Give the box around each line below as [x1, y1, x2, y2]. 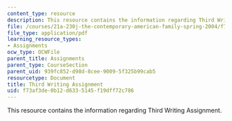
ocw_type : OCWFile [7, 49, 60, 56]
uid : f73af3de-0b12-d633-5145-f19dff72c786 [7, 87, 135, 94]
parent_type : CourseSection [7, 62, 88, 68]
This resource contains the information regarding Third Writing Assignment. [7, 106, 222, 115]
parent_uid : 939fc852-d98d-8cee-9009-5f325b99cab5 [7, 68, 156, 75]
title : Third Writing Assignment [7, 81, 104, 88]
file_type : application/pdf [7, 29, 88, 37]
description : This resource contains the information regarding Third [7, 17, 215, 24]
